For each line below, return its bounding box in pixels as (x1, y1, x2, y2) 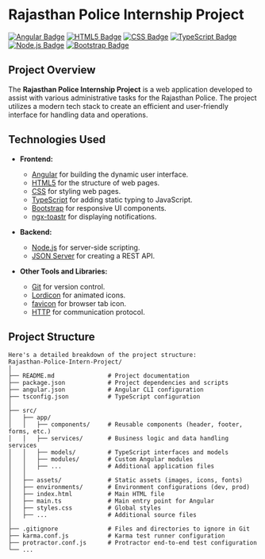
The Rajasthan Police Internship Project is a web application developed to (8, 84, 252, 94)
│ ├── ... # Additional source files (8, 511, 197, 519)
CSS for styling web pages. (31, 186, 121, 196)
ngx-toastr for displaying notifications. (31, 212, 157, 221)
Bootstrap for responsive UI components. (31, 203, 167, 212)
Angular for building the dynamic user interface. (31, 169, 189, 179)
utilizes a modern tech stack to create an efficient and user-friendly (8, 101, 229, 111)
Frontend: (19, 153, 53, 164)
